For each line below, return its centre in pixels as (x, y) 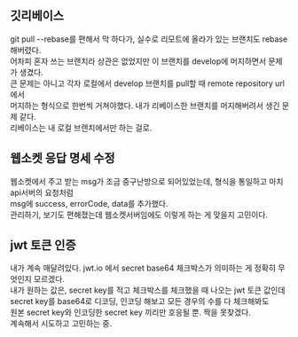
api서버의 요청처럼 (42, 192)
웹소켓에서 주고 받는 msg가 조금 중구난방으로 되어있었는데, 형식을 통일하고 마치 (147, 181)
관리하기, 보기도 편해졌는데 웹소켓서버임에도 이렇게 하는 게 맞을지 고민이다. (139, 215)
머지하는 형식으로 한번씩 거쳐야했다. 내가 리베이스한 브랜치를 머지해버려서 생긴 (145, 106)
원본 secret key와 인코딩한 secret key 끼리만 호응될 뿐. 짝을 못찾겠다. (130, 312)
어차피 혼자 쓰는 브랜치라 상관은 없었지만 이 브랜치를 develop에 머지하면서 (138, 61)
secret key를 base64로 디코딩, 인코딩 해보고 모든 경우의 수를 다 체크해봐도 (140, 302)
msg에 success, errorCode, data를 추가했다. (89, 203)
